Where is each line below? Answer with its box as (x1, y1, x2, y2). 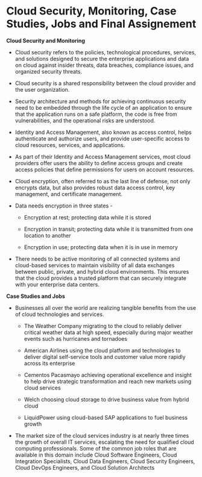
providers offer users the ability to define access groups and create (14, 159, 183, 166)
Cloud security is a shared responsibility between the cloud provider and (14, 80, 196, 87)
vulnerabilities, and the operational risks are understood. (14, 116, 156, 124)
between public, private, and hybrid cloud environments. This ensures (14, 268, 189, 275)
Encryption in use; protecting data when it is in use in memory (24, 243, 178, 251)
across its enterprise (24, 359, 75, 367)
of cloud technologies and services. (14, 311, 104, 318)
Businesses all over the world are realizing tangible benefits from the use (14, 304, 197, 311)
